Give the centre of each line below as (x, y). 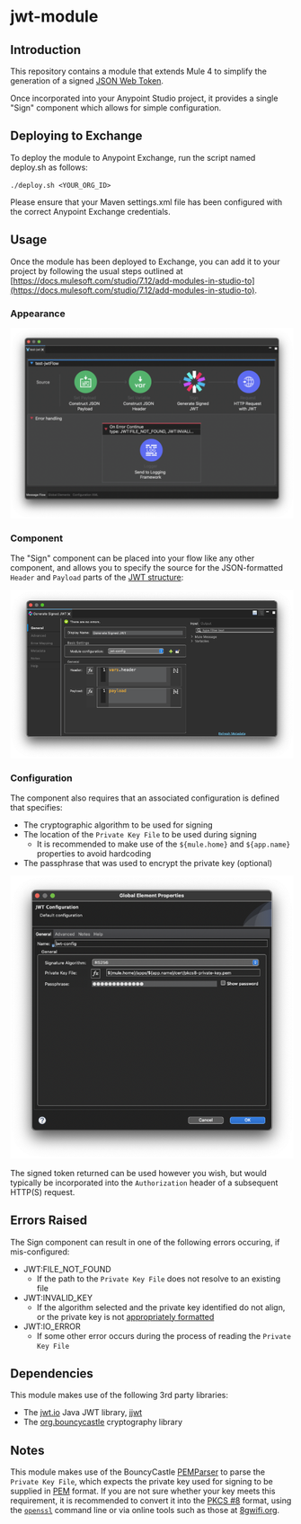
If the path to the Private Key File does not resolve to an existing (159, 1279)
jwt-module (54, 17)
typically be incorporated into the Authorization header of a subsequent (144, 1183)
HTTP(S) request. (43, 1192)
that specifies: (36, 807)
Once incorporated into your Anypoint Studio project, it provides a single (144, 98)
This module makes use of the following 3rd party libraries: (119, 1396)
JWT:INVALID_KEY (58, 1298)
